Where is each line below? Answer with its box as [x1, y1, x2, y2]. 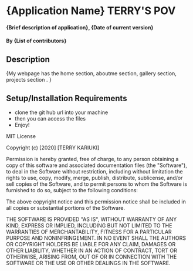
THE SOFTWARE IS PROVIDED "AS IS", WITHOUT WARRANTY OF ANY [6, 216, 177, 223]
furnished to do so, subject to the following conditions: [6, 187, 138, 193]
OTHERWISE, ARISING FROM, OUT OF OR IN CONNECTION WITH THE [6, 253, 177, 260]
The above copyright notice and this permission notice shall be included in [6, 198, 186, 205]
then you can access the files [14, 115, 86, 122]
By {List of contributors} [6, 37, 67, 45]
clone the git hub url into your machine [14, 109, 109, 116]
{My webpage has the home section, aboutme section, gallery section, [6, 70, 177, 77]
